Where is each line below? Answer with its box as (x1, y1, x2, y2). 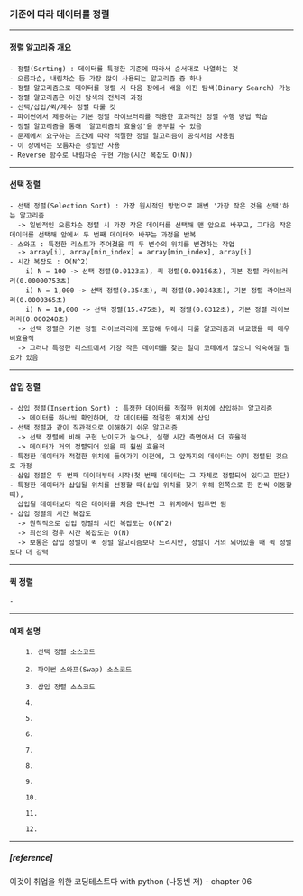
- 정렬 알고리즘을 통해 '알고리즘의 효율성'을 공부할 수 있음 (9, 122, 203, 131)
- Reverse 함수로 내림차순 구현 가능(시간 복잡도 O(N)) (9, 151, 194, 160)
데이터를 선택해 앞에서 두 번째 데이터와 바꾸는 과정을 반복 (9, 230, 197, 239)
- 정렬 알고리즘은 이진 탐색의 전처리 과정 (9, 93, 143, 102)
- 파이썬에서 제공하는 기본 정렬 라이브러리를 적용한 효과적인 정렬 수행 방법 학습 (9, 112, 268, 121)
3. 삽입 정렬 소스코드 (25, 683, 96, 692)
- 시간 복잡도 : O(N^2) (9, 257, 89, 266)
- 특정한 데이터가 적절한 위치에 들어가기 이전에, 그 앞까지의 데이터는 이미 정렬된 (9, 451, 272, 461)
